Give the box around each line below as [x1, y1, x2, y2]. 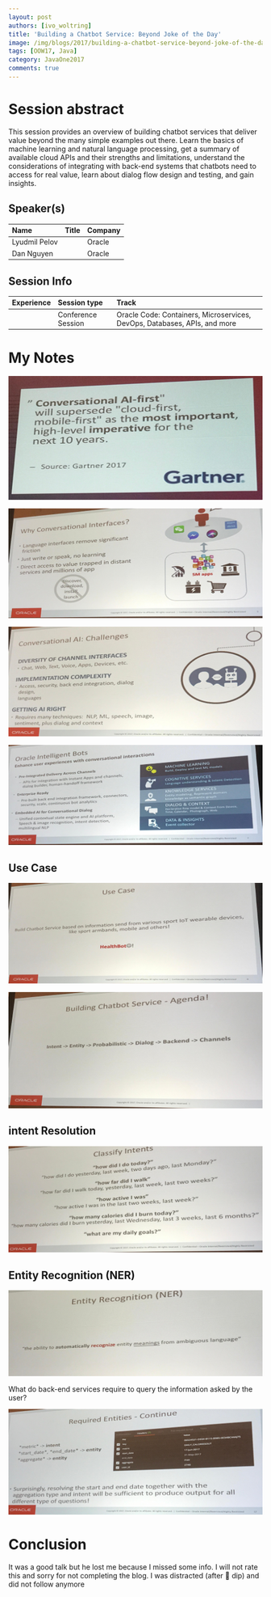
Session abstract [8, 100, 125, 119]
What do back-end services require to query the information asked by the [8, 1384, 253, 1394]
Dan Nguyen [11, 248, 54, 258]
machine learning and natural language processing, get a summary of [8, 144, 240, 154]
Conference [57, 310, 98, 319]
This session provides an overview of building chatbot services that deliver [8, 126, 258, 137]
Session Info [8, 274, 73, 288]
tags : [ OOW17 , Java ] [8, 47, 78, 56]
